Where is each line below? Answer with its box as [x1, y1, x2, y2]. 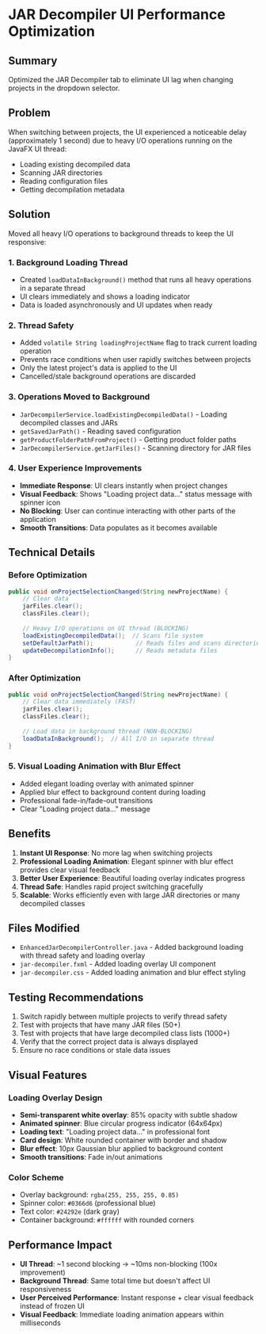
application [19, 514, 57, 524]
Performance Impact [8, 1238, 112, 1252]
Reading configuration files [19, 176, 108, 185]
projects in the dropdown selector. [8, 83, 120, 93]
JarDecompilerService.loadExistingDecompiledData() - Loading [19, 410, 228, 419]
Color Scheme [8, 1172, 65, 1183]
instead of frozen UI [19, 1302, 85, 1311]
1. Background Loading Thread [8, 257, 128, 268]
